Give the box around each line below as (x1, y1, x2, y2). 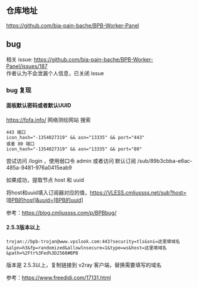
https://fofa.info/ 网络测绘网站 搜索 (6, 116, 91, 124)
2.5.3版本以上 (6, 224, 40, 231)
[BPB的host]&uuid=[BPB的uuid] (6, 196, 83, 203)
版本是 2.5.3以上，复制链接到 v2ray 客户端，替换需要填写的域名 (6, 261, 162, 269)
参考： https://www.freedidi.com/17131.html (6, 274, 111, 281)
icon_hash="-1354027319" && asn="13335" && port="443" (6, 134, 145, 140)
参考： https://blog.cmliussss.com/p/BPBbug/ (6, 209, 117, 216)
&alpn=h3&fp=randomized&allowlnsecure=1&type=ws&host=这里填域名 (6, 245, 167, 251)
